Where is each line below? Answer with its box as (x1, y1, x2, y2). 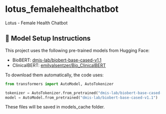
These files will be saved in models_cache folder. (5, 104, 105, 110)
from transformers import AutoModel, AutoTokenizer (5, 81, 114, 86)
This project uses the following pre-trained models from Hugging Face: (5, 47, 150, 53)
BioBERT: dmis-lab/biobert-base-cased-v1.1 (12, 57, 102, 63)
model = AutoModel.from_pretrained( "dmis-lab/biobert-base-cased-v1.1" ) (5, 95, 158, 100)
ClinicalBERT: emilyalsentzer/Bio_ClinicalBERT (12, 62, 106, 68)
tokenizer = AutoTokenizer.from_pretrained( (5, 90, 98, 95)
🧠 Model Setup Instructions (5, 34, 91, 43)
